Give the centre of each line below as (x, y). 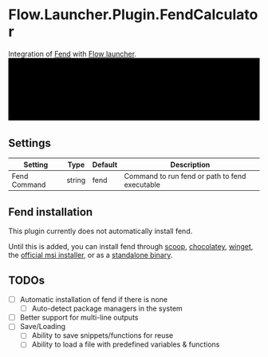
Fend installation (51, 212)
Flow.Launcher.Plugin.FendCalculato (133, 15)
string (76, 180)
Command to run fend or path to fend (185, 176)
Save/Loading (43, 327)
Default (105, 165)
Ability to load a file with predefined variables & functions (126, 344)
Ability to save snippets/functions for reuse (102, 335)
